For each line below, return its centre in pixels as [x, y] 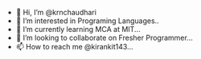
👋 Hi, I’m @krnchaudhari [56, 12]
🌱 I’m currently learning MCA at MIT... [78, 29]
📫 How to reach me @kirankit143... [75, 47]
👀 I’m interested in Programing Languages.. [87, 21]
